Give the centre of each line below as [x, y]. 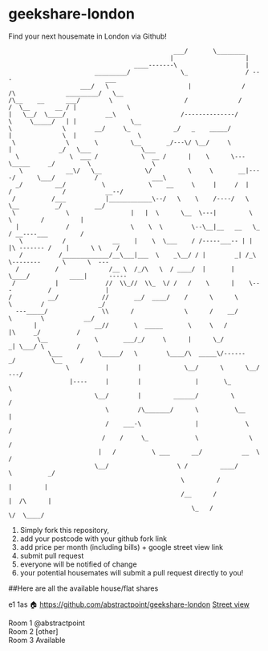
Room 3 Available [37, 640]
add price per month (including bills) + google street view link [122, 547]
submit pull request [52, 555]
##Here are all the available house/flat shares [83, 588]
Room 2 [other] [33, 631]
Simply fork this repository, [65, 530]
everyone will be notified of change [79, 564]
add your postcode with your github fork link [93, 538]
